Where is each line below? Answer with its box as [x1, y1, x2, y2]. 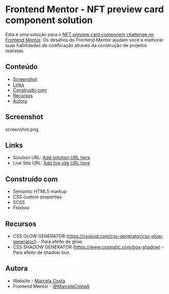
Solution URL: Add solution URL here [12, 154, 91, 161]
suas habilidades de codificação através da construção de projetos [5, 42, 147, 48]
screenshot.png [5, 126, 39, 132]
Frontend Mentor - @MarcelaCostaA [12, 283, 90, 289]
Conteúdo [5, 62, 38, 71]
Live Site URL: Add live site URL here [12, 160, 91, 166]
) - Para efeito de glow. [35, 239, 83, 244]
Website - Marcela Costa [12, 278, 66, 284]
